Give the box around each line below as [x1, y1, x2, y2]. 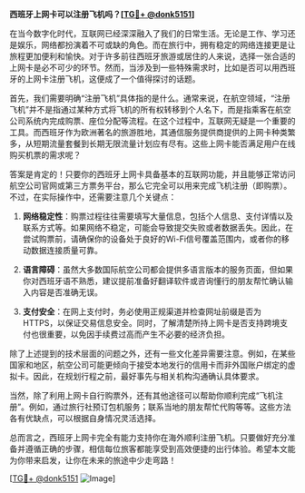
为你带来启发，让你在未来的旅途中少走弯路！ [9, 455, 177, 466]
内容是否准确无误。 [30, 287, 103, 298]
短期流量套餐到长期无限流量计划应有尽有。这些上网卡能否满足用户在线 [33, 138, 296, 149]
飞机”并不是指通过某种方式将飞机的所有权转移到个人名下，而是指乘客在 [9, 104, 276, 114]
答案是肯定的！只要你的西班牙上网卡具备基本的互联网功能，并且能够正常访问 [9, 169, 296, 180]
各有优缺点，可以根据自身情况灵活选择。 [9, 413, 161, 423]
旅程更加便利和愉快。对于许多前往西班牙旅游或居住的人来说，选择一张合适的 [9, 51, 296, 62]
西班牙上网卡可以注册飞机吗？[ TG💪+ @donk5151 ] [9, 9, 195, 19]
